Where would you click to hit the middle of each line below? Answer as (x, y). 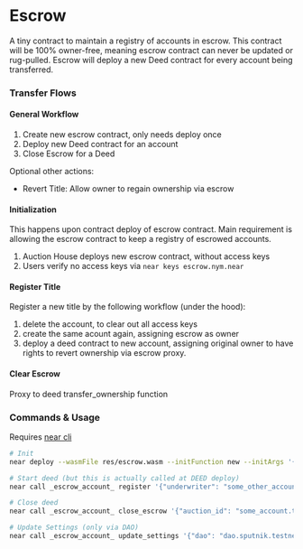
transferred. (32, 70)
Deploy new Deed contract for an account (100, 144)
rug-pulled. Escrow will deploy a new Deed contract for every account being (151, 60)
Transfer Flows (43, 93)
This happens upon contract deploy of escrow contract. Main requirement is (151, 229)
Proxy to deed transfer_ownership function (89, 394)
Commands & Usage (55, 417)
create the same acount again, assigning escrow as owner (131, 334)
